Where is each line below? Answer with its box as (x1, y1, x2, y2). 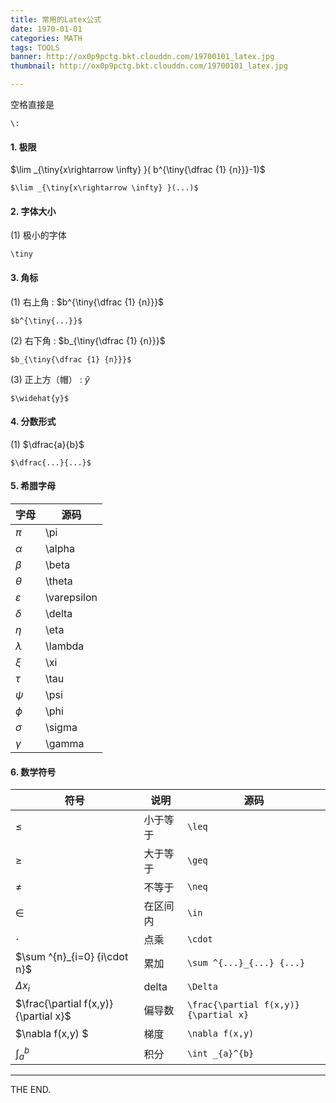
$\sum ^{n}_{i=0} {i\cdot (15, 950, 129, 964)
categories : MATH (10, 33, 83, 43)
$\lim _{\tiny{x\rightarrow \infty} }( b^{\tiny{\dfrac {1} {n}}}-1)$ (10, 164, 266, 176)
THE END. (10, 1083, 52, 1095)
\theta (45, 574, 73, 588)
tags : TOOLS (10, 42, 60, 53)
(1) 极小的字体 (10, 229, 67, 241)
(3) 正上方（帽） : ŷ (10, 373, 90, 385)
